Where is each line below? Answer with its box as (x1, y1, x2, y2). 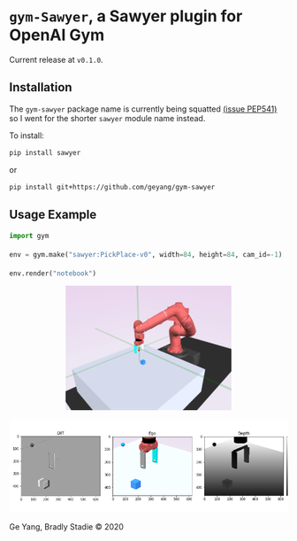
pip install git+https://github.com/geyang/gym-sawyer (9, 182, 216, 191)
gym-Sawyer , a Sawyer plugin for (9, 6, 243, 27)
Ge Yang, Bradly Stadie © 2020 (9, 521, 124, 532)
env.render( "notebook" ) (9, 268, 97, 278)
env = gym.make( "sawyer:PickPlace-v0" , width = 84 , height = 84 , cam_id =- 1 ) (9, 251, 283, 259)
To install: (9, 130, 44, 141)
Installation (9, 80, 72, 95)
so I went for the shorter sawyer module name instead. (9, 112, 206, 123)
